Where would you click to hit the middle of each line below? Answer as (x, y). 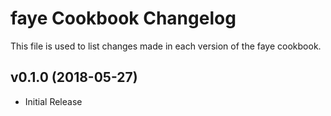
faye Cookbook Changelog (123, 18)
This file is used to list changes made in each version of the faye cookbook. (166, 46)
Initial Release (53, 101)
